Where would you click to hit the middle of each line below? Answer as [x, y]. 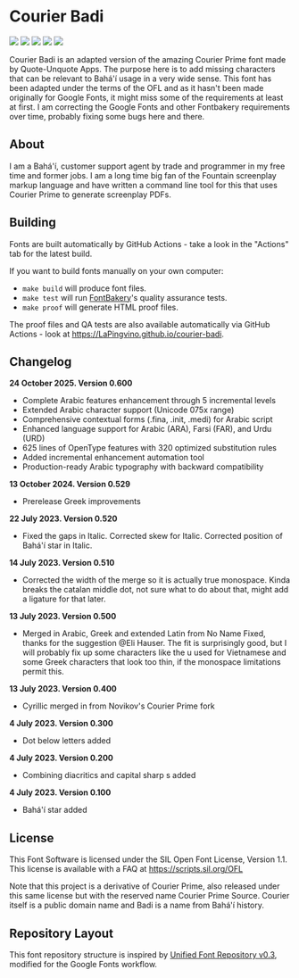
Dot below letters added [66, 741]
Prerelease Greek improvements [81, 501]
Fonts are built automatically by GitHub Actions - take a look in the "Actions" [149, 244]
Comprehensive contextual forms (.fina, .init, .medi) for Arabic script [148, 419]
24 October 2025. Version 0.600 [71, 383]
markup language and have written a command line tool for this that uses [144, 185]
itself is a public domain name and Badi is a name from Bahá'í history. [137, 905]
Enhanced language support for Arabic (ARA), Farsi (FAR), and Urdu [147, 429]
